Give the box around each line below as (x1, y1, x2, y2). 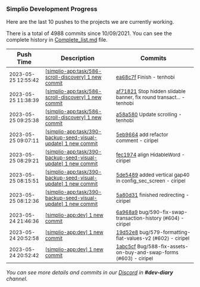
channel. (6, 275, 28, 282)
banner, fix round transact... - (115, 94, 186, 101)
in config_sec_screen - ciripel (115, 178, 186, 184)
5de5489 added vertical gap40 (115, 172, 190, 178)
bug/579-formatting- (139, 229, 191, 236)
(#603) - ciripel (115, 255, 154, 262)
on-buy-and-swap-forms (115, 249, 179, 256)
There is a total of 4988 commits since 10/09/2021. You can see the (6, 30, 173, 37)
